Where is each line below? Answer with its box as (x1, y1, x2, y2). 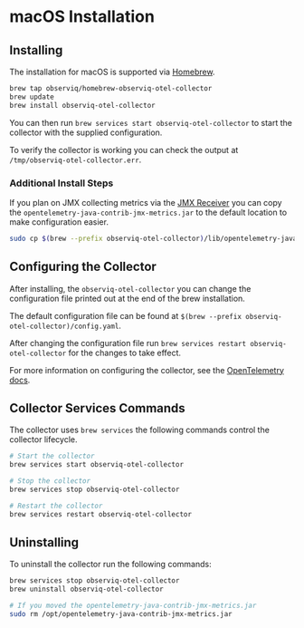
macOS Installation (9, 6, 156, 27)
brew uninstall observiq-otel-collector (9, 585, 165, 594)
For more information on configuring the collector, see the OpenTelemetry (9, 364, 285, 375)
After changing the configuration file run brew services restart (9, 337, 247, 348)
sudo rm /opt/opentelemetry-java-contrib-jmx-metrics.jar (9, 610, 233, 619)
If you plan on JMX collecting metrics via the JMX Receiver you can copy (9, 197, 282, 208)
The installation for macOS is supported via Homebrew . (9, 66, 215, 77)
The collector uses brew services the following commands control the (9, 424, 270, 436)
